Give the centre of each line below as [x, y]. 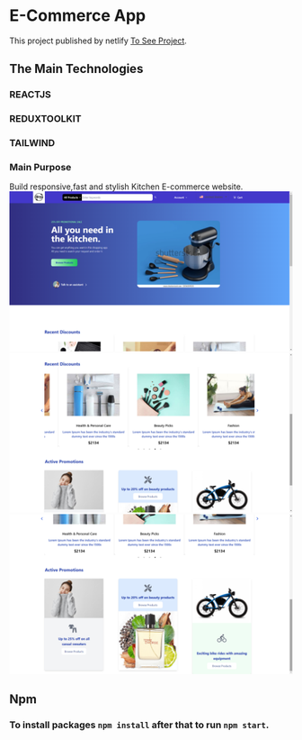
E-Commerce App [78, 16]
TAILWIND [32, 143]
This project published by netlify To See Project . [98, 41]
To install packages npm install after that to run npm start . [139, 725]
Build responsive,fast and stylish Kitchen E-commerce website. [126, 187]
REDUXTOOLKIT [46, 119]
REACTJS [31, 95]
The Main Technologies [76, 69]
